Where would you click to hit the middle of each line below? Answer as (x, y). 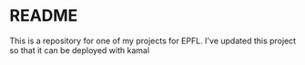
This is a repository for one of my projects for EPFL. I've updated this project (153, 41)
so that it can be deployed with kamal (80, 50)
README (44, 16)
